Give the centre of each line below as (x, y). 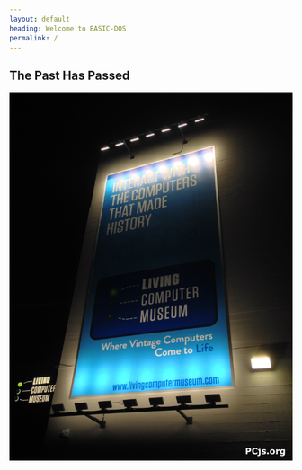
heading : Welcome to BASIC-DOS (68, 28)
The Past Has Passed (70, 75)
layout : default (40, 19)
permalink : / (34, 38)
